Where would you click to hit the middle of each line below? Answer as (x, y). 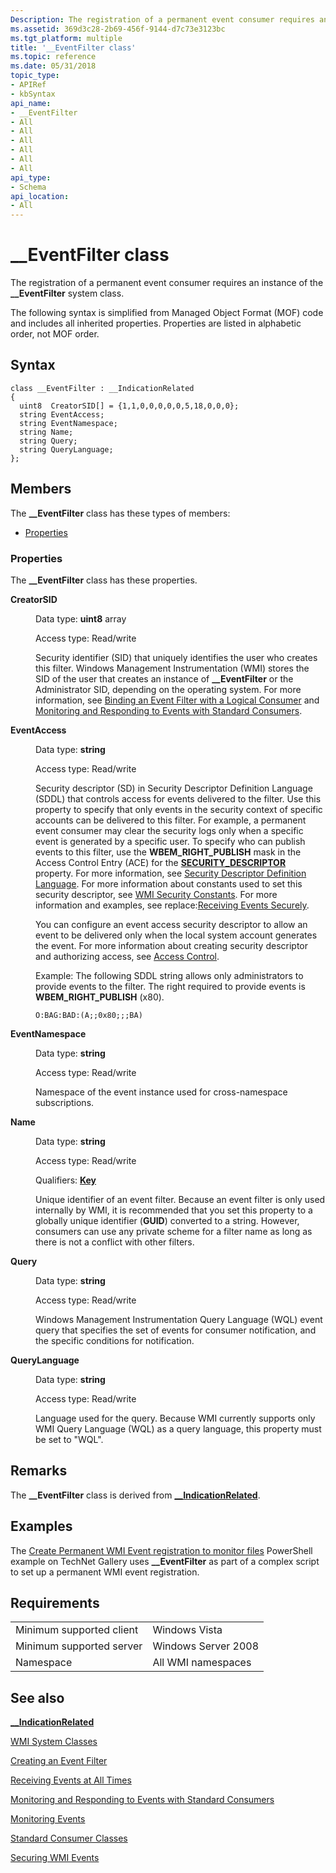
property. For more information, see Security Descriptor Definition (171, 873)
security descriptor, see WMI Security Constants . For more (156, 894)
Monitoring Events (48, 1819)
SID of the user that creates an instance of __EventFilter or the (164, 678)
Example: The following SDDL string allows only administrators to (169, 975)
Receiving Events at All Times (71, 1780)
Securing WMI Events (55, 1858)
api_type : (31, 177)
